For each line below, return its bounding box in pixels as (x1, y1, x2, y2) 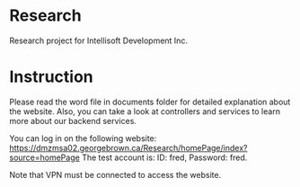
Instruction (9, 67, 93, 87)
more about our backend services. (9, 115, 137, 126)
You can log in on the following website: (9, 132, 157, 144)
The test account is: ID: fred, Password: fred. (82, 152, 248, 163)
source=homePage (9, 152, 81, 163)
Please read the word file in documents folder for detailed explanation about (9, 96, 291, 107)
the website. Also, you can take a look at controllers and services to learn (9, 105, 281, 117)
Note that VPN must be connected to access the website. (9, 169, 222, 180)
